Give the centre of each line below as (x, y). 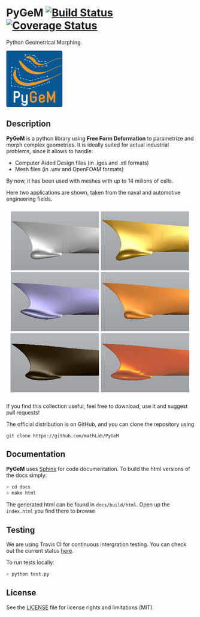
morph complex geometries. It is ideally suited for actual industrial (88, 145)
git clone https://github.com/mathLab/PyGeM (63, 436)
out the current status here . (40, 551)
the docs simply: (27, 475)
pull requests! (23, 412)
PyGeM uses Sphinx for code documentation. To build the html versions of (98, 469)
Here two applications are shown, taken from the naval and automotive (93, 192)
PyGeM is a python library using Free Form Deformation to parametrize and (100, 138)
